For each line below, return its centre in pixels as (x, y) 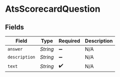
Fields (15, 27)
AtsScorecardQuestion (53, 9)
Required (69, 41)
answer (15, 49)
